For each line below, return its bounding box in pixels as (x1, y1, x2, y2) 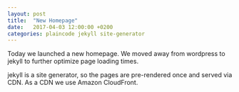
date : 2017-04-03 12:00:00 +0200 (7, 23, 113, 30)
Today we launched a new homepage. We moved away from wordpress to (7, 50, 226, 58)
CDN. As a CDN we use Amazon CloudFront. (7, 79, 138, 87)
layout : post (7, 10, 46, 18)
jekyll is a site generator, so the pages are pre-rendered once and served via (7, 71, 233, 79)
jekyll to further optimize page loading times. (7, 57, 139, 66)
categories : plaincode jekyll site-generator (7, 30, 145, 38)
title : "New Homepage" (7, 17, 78, 24)
